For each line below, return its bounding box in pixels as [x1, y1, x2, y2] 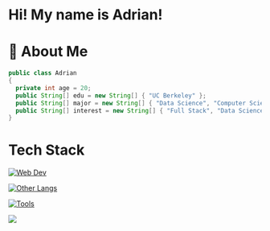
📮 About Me [8, 43, 88, 61]
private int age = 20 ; [15, 84, 92, 92]
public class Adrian [8, 69, 78, 77]
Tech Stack [8, 141, 85, 159]
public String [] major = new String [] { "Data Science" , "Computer [15, 99, 247, 107]
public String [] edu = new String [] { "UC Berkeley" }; [15, 91, 207, 100]
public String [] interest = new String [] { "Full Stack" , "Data [15, 106, 235, 114]
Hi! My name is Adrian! [8, 6, 163, 24]
